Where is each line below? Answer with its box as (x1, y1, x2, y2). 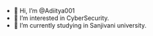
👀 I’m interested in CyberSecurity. (13, 14, 110, 22)
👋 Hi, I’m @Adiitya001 (13, 7, 75, 15)
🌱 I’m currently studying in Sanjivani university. (13, 21, 147, 29)
